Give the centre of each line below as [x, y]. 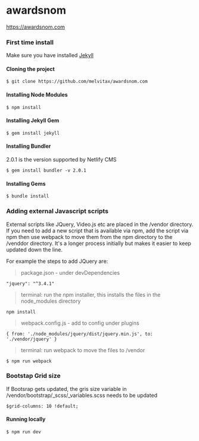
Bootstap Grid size [33, 376]
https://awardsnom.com [36, 27]
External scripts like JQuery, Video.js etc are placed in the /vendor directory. [100, 224]
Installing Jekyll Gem [33, 120]
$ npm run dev [24, 432]
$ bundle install [28, 196]
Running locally [26, 419]
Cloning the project [30, 69]
